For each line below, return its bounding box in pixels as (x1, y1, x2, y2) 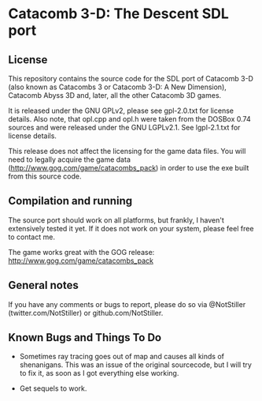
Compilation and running (8, 194, 132, 208)
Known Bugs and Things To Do (8, 331, 162, 344)
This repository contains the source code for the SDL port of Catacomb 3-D (8, 74, 254, 83)
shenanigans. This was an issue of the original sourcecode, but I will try (19, 360, 252, 369)
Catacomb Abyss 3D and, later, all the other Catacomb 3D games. (8, 91, 222, 99)
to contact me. (8, 232, 55, 242)
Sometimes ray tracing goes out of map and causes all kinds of (19, 352, 224, 362)
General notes (8, 279, 79, 292)
